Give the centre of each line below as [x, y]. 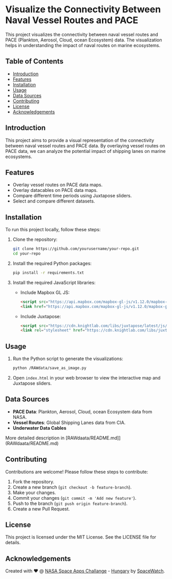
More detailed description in [35, 438]
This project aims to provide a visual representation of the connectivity [80, 140]
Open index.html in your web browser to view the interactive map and [87, 378]
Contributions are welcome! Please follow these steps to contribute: [77, 472]
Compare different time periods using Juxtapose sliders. [72, 196]
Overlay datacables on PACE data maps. [55, 190]
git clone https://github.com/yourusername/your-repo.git [76, 249]
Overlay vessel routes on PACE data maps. [58, 185]
